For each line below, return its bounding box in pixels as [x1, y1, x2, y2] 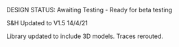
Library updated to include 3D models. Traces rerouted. [6, 32, 164, 40]
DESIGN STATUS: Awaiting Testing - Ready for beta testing [6, 6, 173, 14]
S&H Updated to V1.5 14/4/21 [6, 19, 88, 27]
